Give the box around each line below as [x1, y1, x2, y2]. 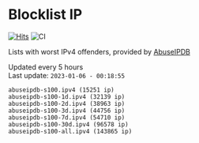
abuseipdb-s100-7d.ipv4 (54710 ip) [8, 113, 126, 122]
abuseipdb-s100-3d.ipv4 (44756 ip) [8, 107, 126, 115]
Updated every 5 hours [8, 62, 84, 72]
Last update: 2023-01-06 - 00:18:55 [8, 70, 125, 80]
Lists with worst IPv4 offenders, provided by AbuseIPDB [8, 47, 191, 56]
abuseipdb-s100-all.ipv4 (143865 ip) [8, 127, 133, 135]
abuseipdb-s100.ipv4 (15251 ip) [8, 85, 115, 94]
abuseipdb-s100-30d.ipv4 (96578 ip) [8, 120, 129, 128]
